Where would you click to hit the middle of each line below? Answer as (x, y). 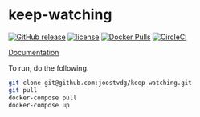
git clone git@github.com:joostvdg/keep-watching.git (100, 83)
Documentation (34, 52)
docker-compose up (39, 105)
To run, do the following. (49, 68)
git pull (23, 90)
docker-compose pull (43, 98)
